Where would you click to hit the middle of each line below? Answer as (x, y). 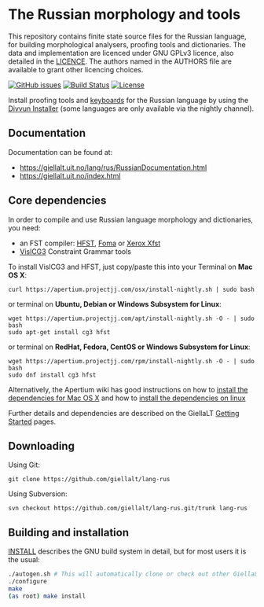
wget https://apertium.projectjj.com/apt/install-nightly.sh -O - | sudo (132, 318)
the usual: (24, 560)
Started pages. (32, 421)
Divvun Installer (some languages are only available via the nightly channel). (131, 109)
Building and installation (69, 532)
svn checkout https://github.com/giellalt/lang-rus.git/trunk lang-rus (128, 509)
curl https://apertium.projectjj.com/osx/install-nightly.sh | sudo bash (132, 289)
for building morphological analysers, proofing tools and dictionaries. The (127, 44)
